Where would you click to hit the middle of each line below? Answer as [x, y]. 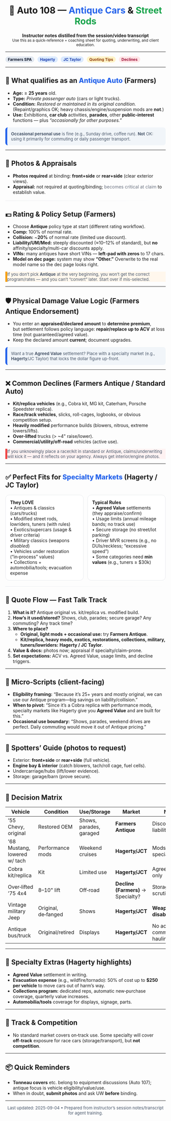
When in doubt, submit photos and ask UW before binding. [75, 1093]
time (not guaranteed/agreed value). [51, 335]
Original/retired [56, 932]
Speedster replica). [33, 409]
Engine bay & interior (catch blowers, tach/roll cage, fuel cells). [79, 766]
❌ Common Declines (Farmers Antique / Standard [85, 383]
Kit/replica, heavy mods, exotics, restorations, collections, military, [93, 640]
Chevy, [16, 827]
